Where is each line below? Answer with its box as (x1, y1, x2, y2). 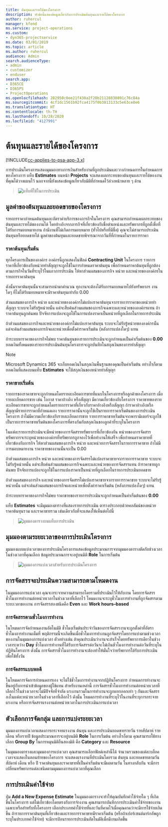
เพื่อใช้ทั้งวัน (5, 653, 25, 659)
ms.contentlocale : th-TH (5, 109, 57, 115)
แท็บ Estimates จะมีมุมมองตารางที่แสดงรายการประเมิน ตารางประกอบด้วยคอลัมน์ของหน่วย (5, 502, 157, 508)
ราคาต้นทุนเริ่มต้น (5, 245, 39, 252)
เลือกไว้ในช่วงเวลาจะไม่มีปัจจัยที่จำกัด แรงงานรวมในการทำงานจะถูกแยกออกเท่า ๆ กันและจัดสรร (5, 688, 160, 694)
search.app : (5, 77, 30, 82)
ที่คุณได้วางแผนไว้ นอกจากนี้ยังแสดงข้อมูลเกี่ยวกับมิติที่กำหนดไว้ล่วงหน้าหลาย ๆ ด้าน (5, 178, 142, 184)
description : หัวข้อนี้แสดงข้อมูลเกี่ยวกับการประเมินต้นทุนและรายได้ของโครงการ (5, 12, 125, 17)
